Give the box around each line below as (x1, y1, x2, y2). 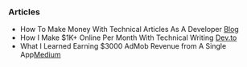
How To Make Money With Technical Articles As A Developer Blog (19, 25, 239, 34)
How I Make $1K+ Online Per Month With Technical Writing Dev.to (19, 33, 237, 42)
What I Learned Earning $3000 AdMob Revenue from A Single (19, 41, 227, 51)
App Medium (19, 50, 61, 60)
